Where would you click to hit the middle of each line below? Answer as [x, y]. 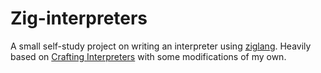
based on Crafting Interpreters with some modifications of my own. [148, 56]
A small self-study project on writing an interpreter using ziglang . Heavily [161, 46]
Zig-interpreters [79, 18]
